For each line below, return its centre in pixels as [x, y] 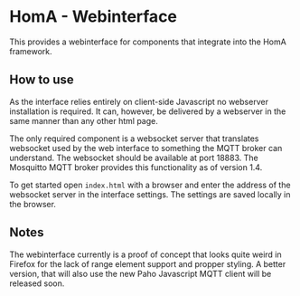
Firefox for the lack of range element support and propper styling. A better [148, 263]
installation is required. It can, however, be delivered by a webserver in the [148, 111]
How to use [42, 80]
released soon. [37, 283]
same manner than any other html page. [84, 120]
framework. [31, 51]
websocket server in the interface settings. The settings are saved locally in [150, 194]
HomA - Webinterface [94, 17]
